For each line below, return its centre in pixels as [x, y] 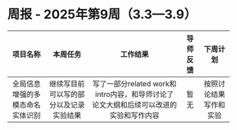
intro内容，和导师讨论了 [134, 94]
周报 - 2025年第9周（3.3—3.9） [102, 14]
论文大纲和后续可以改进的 [135, 105]
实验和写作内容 [135, 115]
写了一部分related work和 [135, 84]
